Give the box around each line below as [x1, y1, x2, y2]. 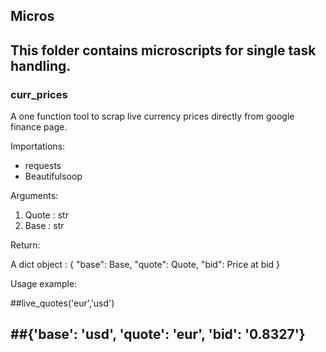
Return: [10, 239, 41, 251]
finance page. [10, 121, 68, 133]
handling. [10, 57, 72, 74]
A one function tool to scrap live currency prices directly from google [10, 110, 295, 123]
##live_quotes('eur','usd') [10, 297, 115, 309]
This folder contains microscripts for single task [10, 42, 317, 59]
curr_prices [10, 87, 68, 101]
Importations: [10, 140, 66, 153]
